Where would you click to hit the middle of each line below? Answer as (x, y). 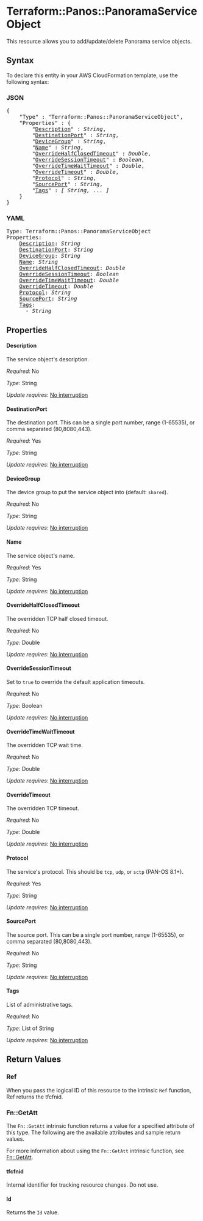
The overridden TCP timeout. (43, 808)
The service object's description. (48, 359)
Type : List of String (30, 1028)
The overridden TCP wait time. (45, 745)
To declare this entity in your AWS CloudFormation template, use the (92, 75)
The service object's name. (41, 555)
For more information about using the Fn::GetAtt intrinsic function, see (95, 1151)
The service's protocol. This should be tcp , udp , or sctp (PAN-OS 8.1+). (95, 871)
